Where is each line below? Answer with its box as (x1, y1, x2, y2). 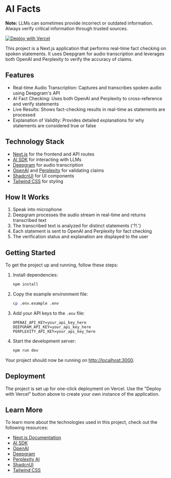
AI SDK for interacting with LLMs (12, 156, 82, 163)
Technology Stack (5, 138, 65, 146)
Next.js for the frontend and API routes (12, 151, 95, 157)
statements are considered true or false (12, 122, 96, 128)
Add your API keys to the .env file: (12, 310, 85, 316)
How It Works (5, 193, 50, 201)
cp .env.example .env (12, 301, 59, 306)
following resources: (5, 425, 49, 431)
